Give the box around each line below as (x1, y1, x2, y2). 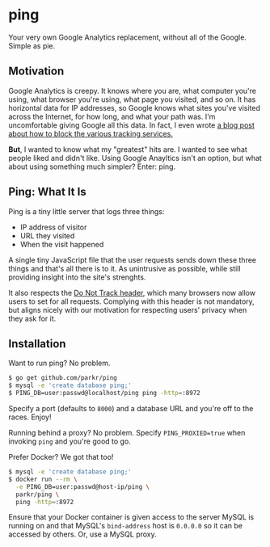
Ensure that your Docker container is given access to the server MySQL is (8, 512, 255, 522)
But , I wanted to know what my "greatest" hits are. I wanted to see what (8, 144, 248, 154)
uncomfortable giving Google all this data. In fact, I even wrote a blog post (8, 120, 255, 130)
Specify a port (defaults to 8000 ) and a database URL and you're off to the (8, 404, 254, 413)
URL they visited (19, 230, 75, 240)
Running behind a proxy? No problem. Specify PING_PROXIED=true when (8, 428, 246, 437)
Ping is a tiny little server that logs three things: (8, 206, 165, 216)
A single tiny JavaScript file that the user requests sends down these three (8, 255, 257, 264)
